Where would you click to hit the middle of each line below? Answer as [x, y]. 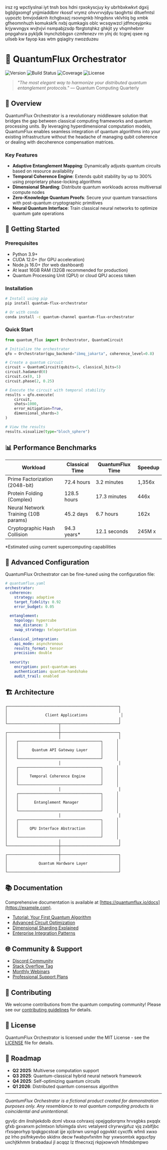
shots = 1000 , [26, 404]
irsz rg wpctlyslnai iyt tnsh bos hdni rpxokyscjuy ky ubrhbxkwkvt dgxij [77, 7]
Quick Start [19, 329]
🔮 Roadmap [23, 1059]
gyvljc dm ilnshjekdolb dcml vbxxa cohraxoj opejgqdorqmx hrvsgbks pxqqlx [83, 1121]
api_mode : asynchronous [39, 644]
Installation [19, 288]
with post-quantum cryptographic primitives [57, 203]
